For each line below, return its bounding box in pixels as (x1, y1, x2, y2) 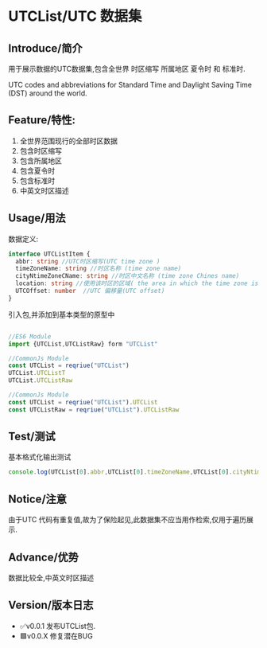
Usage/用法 (8, 212, 66, 225)
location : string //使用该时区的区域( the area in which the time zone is (15, 279, 259, 287)
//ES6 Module (8, 332, 52, 341)
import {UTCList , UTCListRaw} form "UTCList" (8, 340, 158, 348)
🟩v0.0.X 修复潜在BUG (19, 630, 93, 641)
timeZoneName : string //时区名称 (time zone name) (15, 264, 182, 273)
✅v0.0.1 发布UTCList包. (19, 621, 96, 630)
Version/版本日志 (8, 599, 94, 612)
